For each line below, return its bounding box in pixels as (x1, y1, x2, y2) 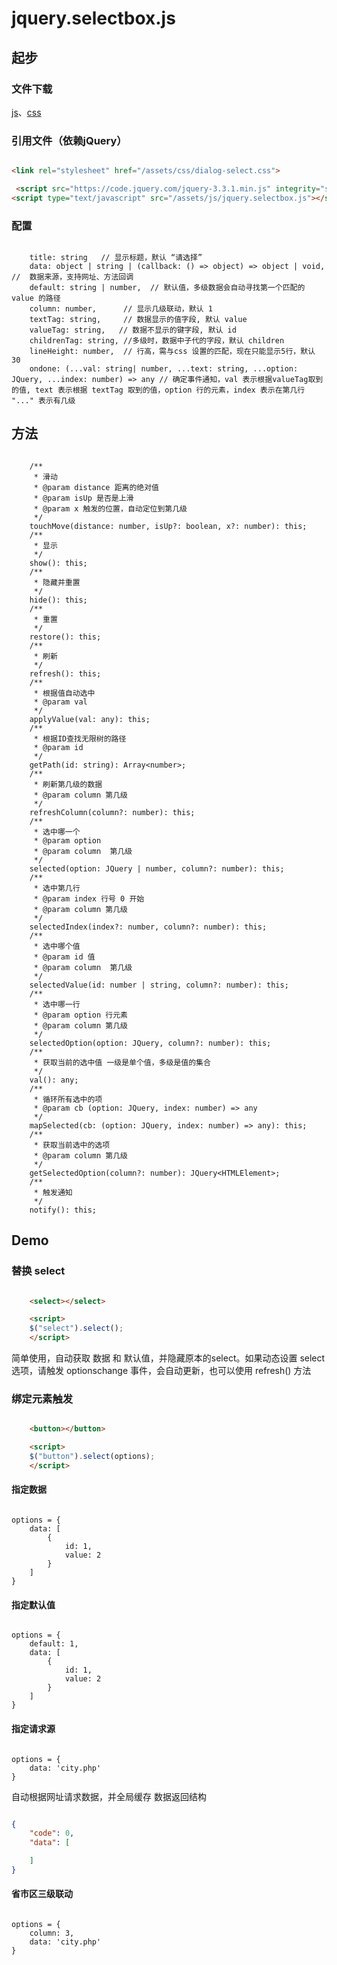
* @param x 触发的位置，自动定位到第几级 (33, 503, 188, 514)
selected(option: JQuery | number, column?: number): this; (29, 863, 285, 874)
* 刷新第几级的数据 (33, 779, 103, 789)
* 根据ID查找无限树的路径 (33, 733, 127, 744)
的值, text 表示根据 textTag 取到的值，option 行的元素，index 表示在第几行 (11, 385, 306, 396)
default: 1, (29, 1639, 79, 1649)
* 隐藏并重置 (33, 577, 81, 587)
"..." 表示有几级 (11, 396, 76, 406)
